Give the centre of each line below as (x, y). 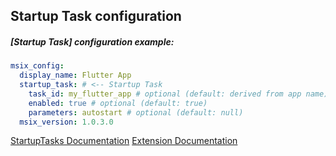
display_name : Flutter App (75, 75)
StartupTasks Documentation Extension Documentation (124, 141)
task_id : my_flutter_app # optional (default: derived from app (165, 94)
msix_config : (37, 66)
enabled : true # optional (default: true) (118, 103)
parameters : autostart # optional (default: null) (136, 112)
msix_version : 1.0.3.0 (66, 122)
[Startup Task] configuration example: (92, 41)
